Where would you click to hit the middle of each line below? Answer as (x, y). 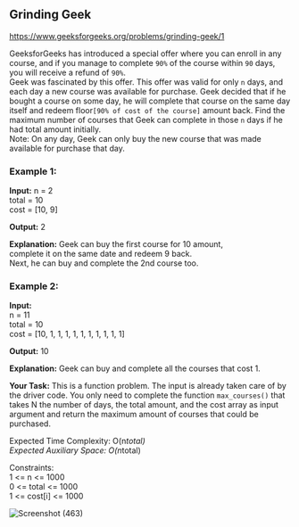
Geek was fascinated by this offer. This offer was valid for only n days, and (146, 82)
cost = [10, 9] (33, 210)
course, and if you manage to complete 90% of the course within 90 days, (142, 62)
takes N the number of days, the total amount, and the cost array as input (144, 405)
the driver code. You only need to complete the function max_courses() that (147, 395)
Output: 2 (28, 227)
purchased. (30, 424)
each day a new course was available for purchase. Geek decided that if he (148, 91)
